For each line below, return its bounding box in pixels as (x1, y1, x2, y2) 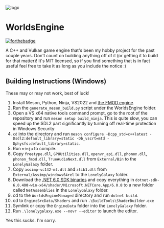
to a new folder (123, 182, 154, 188)
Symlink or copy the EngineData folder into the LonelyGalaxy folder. (12, 203, 147, 208)
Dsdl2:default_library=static (12, 136, 75, 141)
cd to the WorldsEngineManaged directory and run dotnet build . (12, 192, 139, 198)
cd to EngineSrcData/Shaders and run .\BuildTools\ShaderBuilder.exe (12, 197, 154, 203)
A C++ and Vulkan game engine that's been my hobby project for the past (5, 47, 155, 53)
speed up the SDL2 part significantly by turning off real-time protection (12, 120, 156, 126)
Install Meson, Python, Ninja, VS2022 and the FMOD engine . (12, 99, 135, 105)
